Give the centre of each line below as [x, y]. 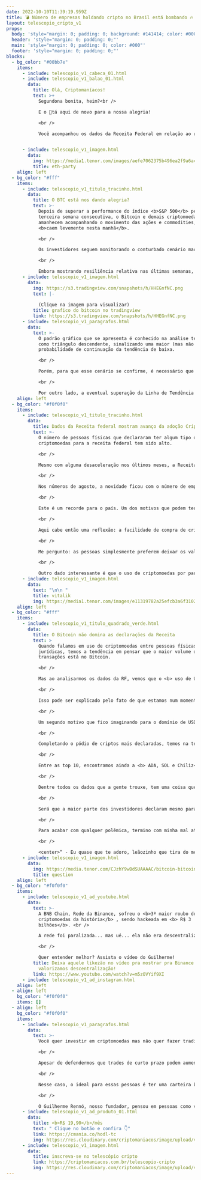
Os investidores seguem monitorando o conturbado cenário [112, 250]
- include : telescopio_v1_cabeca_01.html [74, 73]
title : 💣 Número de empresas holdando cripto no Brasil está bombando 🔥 [100, 17]
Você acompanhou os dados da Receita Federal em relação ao [115, 134]
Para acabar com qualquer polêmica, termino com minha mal [113, 831]
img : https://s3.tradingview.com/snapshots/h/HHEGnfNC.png [108, 288]
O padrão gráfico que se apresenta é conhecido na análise [113, 338]
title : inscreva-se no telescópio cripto [85, 1157]
